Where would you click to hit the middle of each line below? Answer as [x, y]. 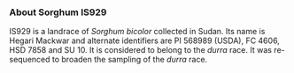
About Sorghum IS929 [58, 12]
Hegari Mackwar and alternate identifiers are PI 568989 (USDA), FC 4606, [145, 40]
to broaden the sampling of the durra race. [130, 60]
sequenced [30, 60]
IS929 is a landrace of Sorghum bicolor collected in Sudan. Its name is [137, 32]
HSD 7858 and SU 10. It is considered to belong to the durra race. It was [141, 50]
